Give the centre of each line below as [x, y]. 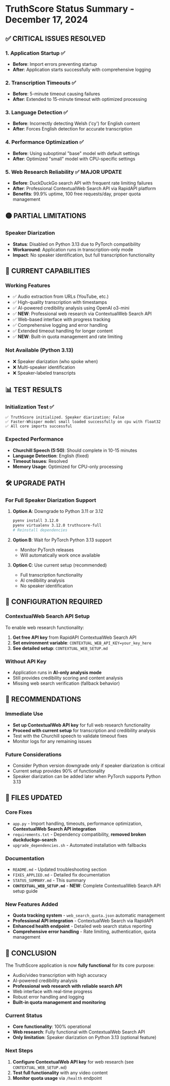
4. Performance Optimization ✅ [45, 142]
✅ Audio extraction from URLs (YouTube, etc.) [61, 297]
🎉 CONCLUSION [31, 953]
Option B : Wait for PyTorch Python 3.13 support [62, 540]
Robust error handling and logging [48, 997]
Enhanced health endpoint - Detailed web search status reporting [82, 926]
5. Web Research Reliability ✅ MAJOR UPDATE [64, 172]
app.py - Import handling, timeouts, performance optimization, [77, 823]
